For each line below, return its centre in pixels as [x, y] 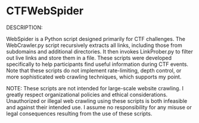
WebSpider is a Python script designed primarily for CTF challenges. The [96, 39]
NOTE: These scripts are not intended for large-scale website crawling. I [95, 88]
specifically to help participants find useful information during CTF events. [97, 64]
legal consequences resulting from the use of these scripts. [79, 113]
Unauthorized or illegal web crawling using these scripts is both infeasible [97, 101]
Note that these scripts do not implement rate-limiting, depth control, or [94, 70]
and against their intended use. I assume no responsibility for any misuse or [99, 107]
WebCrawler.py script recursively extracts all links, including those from [94, 45]
